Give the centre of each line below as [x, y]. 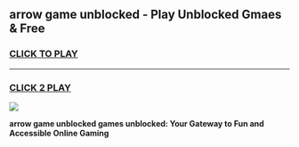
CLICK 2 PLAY [40, 87]
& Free [28, 29]
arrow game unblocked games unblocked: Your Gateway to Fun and [137, 123]
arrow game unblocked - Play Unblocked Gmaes [145, 15]
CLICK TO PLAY [44, 54]
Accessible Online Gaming [59, 133]
